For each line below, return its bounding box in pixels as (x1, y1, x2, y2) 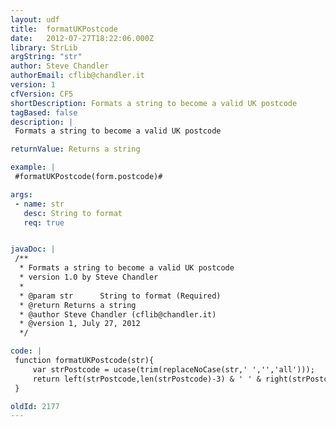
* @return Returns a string (19, 300, 137, 310)
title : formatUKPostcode (10, 24, 118, 34)
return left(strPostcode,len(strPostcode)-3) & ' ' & (32, 374, 262, 384)
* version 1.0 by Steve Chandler (19, 272, 159, 282)
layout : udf (10, 14, 60, 25)
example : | (10, 162, 56, 173)
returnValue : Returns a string (10, 144, 141, 155)
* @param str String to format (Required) (19, 291, 222, 301)
